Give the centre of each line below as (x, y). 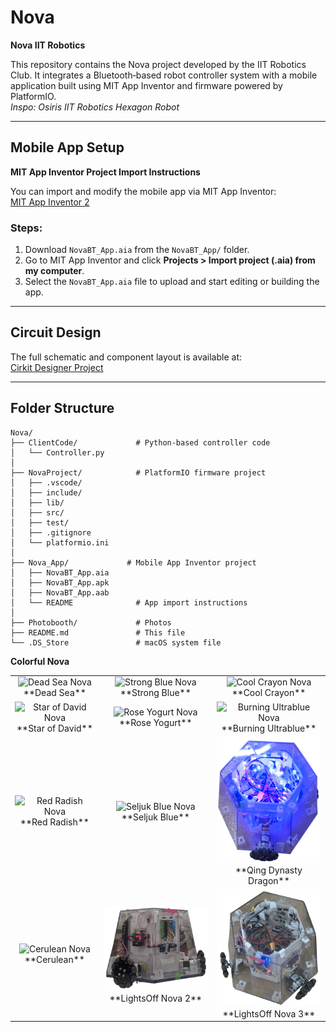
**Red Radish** (54, 822)
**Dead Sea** (55, 693)
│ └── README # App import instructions (129, 602)
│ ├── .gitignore (51, 532)
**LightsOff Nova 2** (156, 998)
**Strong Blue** (155, 693)
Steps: (26, 228)
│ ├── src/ (37, 512)
